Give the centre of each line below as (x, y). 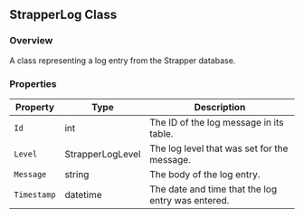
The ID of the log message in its (216, 122)
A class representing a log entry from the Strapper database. (123, 60)
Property (35, 107)
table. (161, 133)
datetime (83, 194)
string (77, 174)
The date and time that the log (213, 189)
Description (220, 107)
